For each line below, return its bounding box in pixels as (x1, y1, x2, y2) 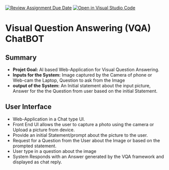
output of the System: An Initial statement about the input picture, (12, 83, 151, 88)
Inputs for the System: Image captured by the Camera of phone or (12, 72, 152, 78)
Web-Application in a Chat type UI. (12, 116, 85, 122)
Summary (5, 53, 37, 62)
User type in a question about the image (12, 148, 97, 154)
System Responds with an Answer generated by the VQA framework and (12, 153, 164, 159)
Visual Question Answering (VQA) (5, 23, 151, 34)
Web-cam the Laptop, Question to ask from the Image (12, 77, 125, 83)
